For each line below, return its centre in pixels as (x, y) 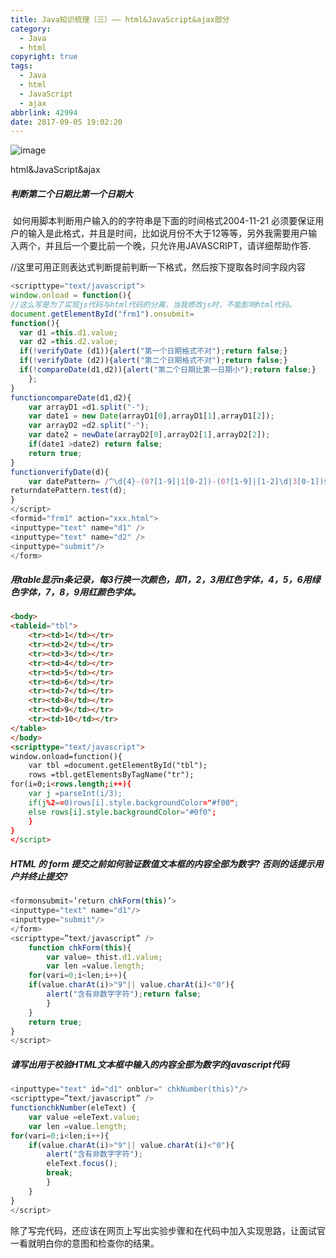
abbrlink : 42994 (44, 112)
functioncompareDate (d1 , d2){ (71, 397)
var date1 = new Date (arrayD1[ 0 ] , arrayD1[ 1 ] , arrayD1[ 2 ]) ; (151, 416)
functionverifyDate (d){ (60, 472)
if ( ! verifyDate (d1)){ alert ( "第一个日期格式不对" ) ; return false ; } (153, 351)
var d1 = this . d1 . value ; (68, 332)
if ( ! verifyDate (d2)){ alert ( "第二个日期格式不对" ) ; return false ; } (153, 361)
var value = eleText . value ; (84, 1117)
